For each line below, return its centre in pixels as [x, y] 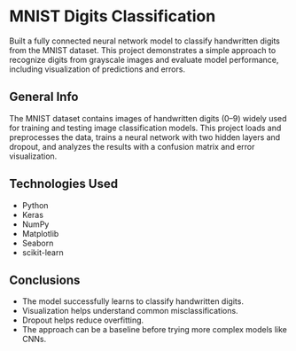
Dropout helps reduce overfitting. [83, 320]
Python [35, 205]
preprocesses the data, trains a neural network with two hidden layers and [145, 137]
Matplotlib [40, 233]
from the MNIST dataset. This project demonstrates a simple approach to [143, 50]
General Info [44, 97]
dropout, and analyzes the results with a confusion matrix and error [132, 146]
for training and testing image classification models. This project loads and [145, 128]
